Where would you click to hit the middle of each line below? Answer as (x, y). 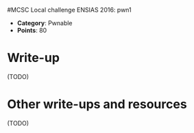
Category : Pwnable (45, 23)
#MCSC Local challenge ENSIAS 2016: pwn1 (69, 10)
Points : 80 (32, 30)
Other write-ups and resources (97, 104)
